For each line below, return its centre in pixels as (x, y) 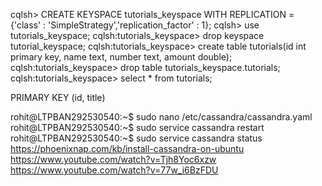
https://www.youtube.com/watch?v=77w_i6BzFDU (114, 170)
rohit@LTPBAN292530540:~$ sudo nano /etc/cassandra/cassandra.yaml (161, 117)
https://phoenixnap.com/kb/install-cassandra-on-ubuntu (127, 148)
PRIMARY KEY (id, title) (58, 97)
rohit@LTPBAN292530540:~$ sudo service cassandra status (136, 138)
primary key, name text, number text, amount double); (121, 57)
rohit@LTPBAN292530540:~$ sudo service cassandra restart (137, 127)
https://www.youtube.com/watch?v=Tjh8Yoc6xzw (113, 159)
